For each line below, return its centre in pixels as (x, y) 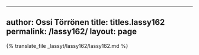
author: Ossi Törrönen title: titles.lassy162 (86, 22)
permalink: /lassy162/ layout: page (72, 32)
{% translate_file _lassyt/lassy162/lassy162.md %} (67, 46)
